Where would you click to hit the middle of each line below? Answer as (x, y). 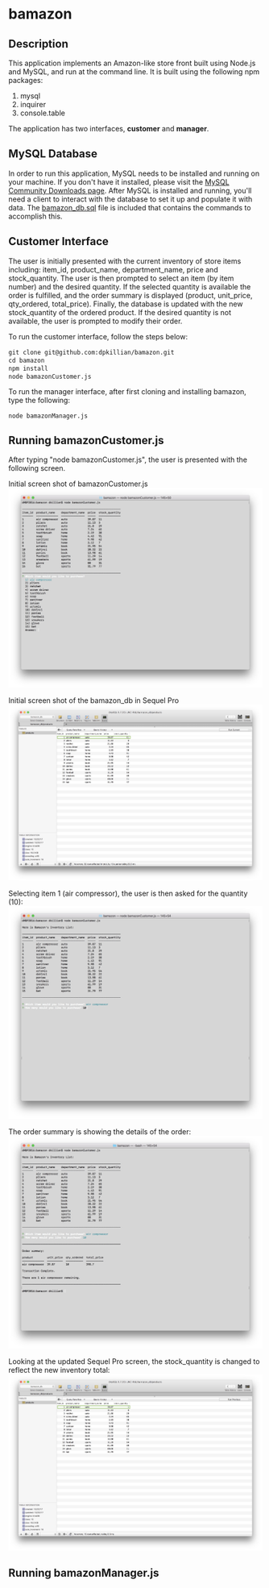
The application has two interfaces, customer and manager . (109, 129)
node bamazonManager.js (48, 416)
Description (38, 44)
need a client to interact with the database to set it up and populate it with (130, 199)
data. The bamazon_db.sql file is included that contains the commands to (130, 207)
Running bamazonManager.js (84, 1573)
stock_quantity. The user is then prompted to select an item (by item (121, 278)
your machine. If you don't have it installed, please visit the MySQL (119, 181)
